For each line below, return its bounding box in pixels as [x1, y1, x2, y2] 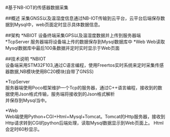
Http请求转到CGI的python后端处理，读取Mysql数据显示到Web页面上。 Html [5, 120, 164, 126]
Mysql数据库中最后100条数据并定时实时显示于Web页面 [5, 45, 120, 51]
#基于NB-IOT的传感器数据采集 [5, 5, 69, 10]
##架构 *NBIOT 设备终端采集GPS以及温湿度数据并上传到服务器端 [5, 32, 141, 38]
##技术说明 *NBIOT [5, 56, 46, 62]
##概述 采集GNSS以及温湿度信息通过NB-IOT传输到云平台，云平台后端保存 [5, 15, 161, 21]
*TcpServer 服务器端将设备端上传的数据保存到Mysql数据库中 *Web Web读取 [5, 39, 165, 45]
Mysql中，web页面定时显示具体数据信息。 [14, 22, 103, 27]
